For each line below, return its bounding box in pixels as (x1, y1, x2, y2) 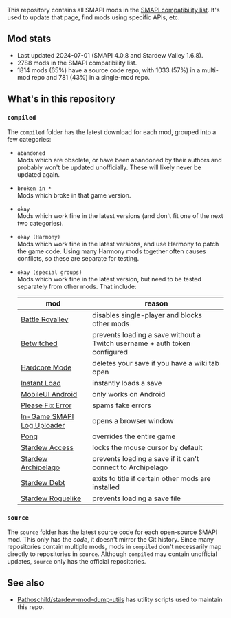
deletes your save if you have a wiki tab (92, 358, 220, 367)
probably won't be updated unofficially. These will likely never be (16, 163, 201, 171)
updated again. (16, 170, 60, 178)
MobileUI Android (20, 389, 78, 398)
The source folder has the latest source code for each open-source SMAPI (7, 528, 218, 536)
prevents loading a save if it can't (92, 454, 199, 463)
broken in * (16, 185, 52, 192)
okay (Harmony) (16, 233, 61, 240)
